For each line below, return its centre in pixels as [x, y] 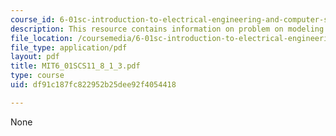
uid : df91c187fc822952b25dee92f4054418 [93, 85]
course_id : [33, 19]
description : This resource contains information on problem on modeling [167, 29]
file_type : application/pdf [69, 47]
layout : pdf [35, 57]
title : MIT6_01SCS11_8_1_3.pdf [75, 66]
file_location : [42, 38]
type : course [37, 76]
